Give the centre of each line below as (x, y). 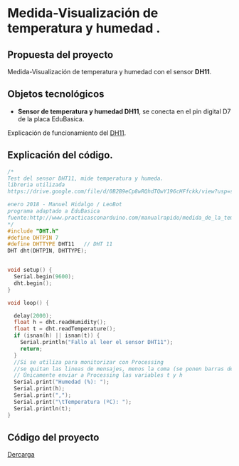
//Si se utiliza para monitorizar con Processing (89, 362)
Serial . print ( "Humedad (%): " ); (62, 382)
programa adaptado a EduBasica (54, 211)
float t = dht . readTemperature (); (65, 329)
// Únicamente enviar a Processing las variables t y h (98, 375)
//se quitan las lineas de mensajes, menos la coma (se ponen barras (119, 369)
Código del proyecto (53, 437)
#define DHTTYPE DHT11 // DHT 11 (60, 244)
